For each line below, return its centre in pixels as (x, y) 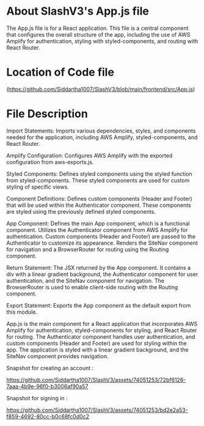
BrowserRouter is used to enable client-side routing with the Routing (92, 287)
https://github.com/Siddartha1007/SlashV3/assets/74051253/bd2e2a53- (97, 410)
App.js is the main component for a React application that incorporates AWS (102, 323)
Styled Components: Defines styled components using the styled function (99, 174)
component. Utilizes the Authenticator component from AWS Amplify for (97, 229)
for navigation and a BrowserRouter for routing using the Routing (88, 249)
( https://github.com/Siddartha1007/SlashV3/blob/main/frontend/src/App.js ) (101, 89)
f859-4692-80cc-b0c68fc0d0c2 (48, 416)
